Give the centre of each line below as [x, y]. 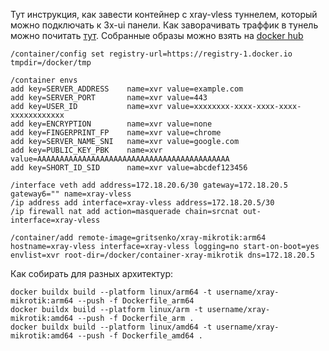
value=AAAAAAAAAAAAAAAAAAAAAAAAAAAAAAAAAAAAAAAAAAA [120, 159]
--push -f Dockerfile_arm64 [136, 301]
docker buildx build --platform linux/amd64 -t [111, 327]
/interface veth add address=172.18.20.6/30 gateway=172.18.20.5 [149, 185]
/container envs [44, 80]
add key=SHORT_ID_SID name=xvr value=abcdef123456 [129, 168]
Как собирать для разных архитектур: [92, 273]
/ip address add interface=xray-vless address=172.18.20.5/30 [142, 203]
